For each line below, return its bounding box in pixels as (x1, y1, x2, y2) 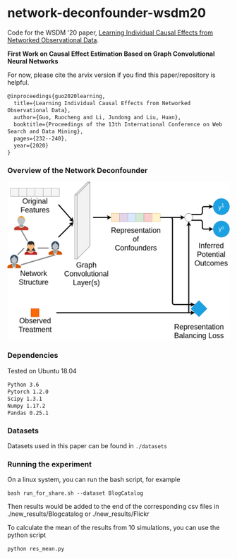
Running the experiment (7, 459, 92, 469)
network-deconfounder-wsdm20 (7, 5, 207, 21)
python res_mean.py (7, 546, 65, 553)
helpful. (7, 78, 30, 86)
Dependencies (7, 351, 59, 361)
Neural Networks (7, 56, 59, 65)
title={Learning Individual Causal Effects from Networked (13, 100, 191, 107)
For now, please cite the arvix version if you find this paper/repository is (7, 71, 216, 79)
